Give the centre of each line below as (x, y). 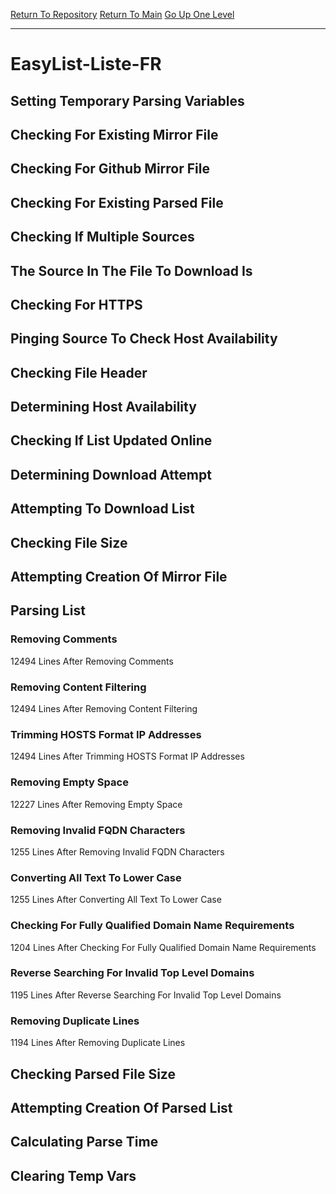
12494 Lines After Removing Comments (92, 661)
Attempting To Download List (102, 509)
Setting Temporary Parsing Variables (127, 100)
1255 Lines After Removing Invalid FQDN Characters (117, 851)
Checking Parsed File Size (93, 1074)
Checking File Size (69, 542)
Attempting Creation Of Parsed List (121, 1107)
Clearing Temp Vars (73, 1175)
